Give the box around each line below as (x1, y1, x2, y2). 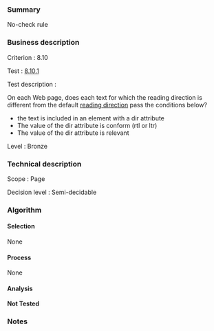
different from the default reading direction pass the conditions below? (7, 100, 208, 109)
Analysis (7, 284, 33, 292)
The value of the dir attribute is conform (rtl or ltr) (17, 121, 158, 129)
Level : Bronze (7, 142, 48, 150)
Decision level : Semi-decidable (7, 188, 97, 196)
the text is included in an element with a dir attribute (17, 114, 165, 122)
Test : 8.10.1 (7, 67, 39, 75)
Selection (7, 222, 36, 231)
